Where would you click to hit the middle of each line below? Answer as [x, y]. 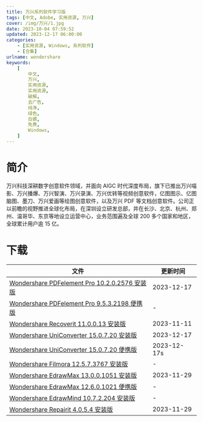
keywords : [19, 62]
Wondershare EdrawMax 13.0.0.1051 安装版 [73, 375]
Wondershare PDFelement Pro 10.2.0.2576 [71, 283]
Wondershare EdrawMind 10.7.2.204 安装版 [72, 398]
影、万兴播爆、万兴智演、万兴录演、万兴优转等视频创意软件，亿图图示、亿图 [101, 193]
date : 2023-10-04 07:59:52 [40, 29]
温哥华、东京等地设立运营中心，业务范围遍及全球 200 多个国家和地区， [105, 216]
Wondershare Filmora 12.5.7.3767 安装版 [69, 364]
